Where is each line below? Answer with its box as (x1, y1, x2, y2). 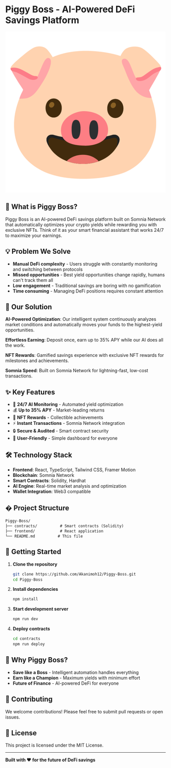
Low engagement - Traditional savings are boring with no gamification (12, 282, 161, 289)
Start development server (12, 606, 69, 612)
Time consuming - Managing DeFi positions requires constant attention (12, 287, 164, 294)
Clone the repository (12, 561, 58, 567)
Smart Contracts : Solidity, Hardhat (12, 477, 86, 484)
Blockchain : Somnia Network (12, 472, 75, 478)
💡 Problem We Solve (5, 247, 71, 256)
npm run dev (12, 616, 38, 621)
